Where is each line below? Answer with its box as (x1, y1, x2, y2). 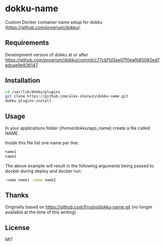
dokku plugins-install (5, 99, 52, 104)
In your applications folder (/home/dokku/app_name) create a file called (5, 125, 150, 131)
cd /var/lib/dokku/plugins (5, 89, 60, 94)
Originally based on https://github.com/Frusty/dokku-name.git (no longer (5, 204, 153, 210)
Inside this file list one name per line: (5, 140, 80, 145)
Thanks (5, 191, 29, 199)
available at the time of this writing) (5, 209, 76, 215)
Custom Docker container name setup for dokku (5, 19, 103, 25)
